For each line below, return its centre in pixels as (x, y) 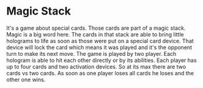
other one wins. (26, 80)
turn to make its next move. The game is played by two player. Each (91, 53)
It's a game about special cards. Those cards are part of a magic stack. (96, 28)
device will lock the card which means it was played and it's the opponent (99, 47)
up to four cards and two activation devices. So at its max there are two (96, 66)
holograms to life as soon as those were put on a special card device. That (100, 41)
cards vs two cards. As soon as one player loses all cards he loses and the (100, 73)
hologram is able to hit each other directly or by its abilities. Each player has (102, 60)
